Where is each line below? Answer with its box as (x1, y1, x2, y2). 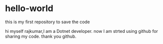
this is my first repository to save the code (5, 19, 90, 25)
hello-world (5, 3, 54, 14)
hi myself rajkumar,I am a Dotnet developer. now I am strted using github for (5, 28, 158, 34)
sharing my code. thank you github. (5, 33, 77, 39)
